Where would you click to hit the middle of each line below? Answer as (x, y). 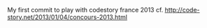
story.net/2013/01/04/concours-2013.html (67, 17)
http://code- (182, 10)
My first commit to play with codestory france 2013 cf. (85, 10)
